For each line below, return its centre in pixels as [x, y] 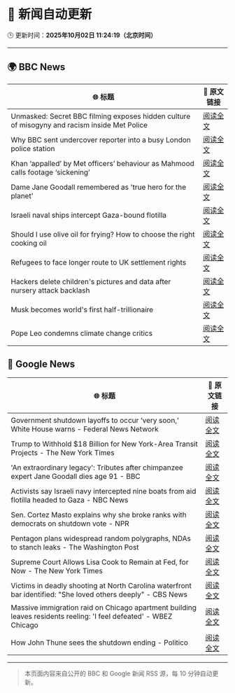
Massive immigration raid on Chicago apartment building [104, 608]
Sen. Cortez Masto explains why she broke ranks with [99, 514]
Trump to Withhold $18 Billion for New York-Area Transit [104, 444]
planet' [22, 195]
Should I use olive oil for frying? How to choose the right [103, 234]
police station [33, 148]
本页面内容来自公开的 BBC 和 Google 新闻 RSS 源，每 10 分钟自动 [118, 673]
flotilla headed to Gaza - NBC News [70, 500]
